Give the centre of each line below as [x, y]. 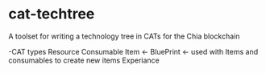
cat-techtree [52, 14]
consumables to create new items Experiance [84, 60]
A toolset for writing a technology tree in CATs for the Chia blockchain [124, 36]
